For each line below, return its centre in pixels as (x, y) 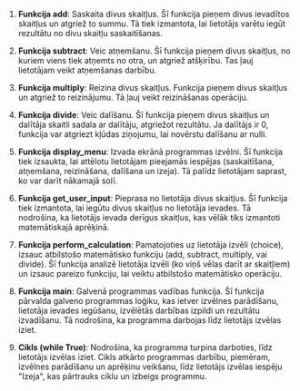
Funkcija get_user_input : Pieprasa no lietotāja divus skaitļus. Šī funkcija (153, 198)
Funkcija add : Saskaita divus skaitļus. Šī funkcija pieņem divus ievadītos (154, 14)
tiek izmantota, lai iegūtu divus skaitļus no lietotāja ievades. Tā (135, 208)
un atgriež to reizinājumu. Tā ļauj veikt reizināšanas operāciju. (133, 97)
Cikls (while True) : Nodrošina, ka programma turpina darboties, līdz (145, 347)
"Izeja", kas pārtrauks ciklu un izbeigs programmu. (112, 376)
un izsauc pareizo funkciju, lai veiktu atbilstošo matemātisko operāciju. (150, 274)
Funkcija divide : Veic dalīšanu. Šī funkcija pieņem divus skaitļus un (144, 115)
